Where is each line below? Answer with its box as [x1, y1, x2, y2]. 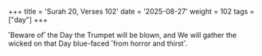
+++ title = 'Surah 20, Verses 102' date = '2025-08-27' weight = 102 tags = [8, 7, 255, 16]
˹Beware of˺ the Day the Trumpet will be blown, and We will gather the [8, 31, 237, 39]
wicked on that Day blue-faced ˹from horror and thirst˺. [8, 39, 188, 48]
